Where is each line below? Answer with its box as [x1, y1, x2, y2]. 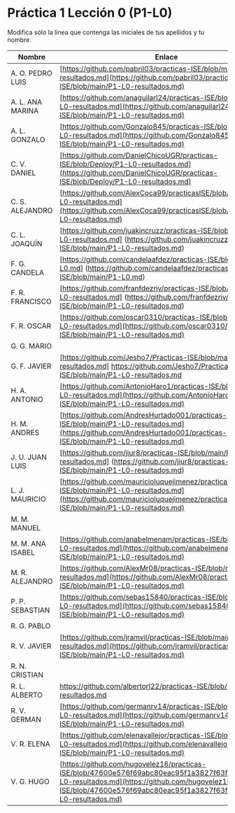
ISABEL [10, 547, 35, 557]
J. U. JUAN [10, 452, 48, 462]
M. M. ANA [10, 539, 47, 549]
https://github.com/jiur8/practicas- [113, 456, 229, 466]
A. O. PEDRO [10, 68, 52, 78]
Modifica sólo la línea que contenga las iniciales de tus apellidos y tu [7, 28, 205, 36]
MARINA [10, 106, 39, 115]
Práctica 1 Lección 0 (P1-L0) [7, 5, 173, 21]
